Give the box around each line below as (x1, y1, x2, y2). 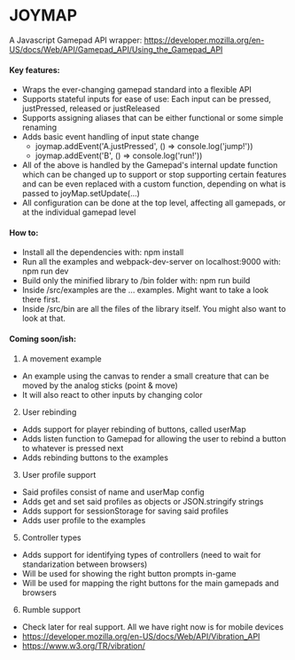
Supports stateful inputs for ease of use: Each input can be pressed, (21, 94, 272, 105)
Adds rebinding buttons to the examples (21, 452, 168, 463)
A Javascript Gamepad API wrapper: (9, 35, 143, 45)
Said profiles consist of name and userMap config (21, 486, 206, 497)
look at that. (21, 313, 66, 324)
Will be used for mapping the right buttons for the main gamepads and (21, 577, 279, 588)
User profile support (21, 469, 97, 480)
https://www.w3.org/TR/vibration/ (21, 640, 146, 651)
